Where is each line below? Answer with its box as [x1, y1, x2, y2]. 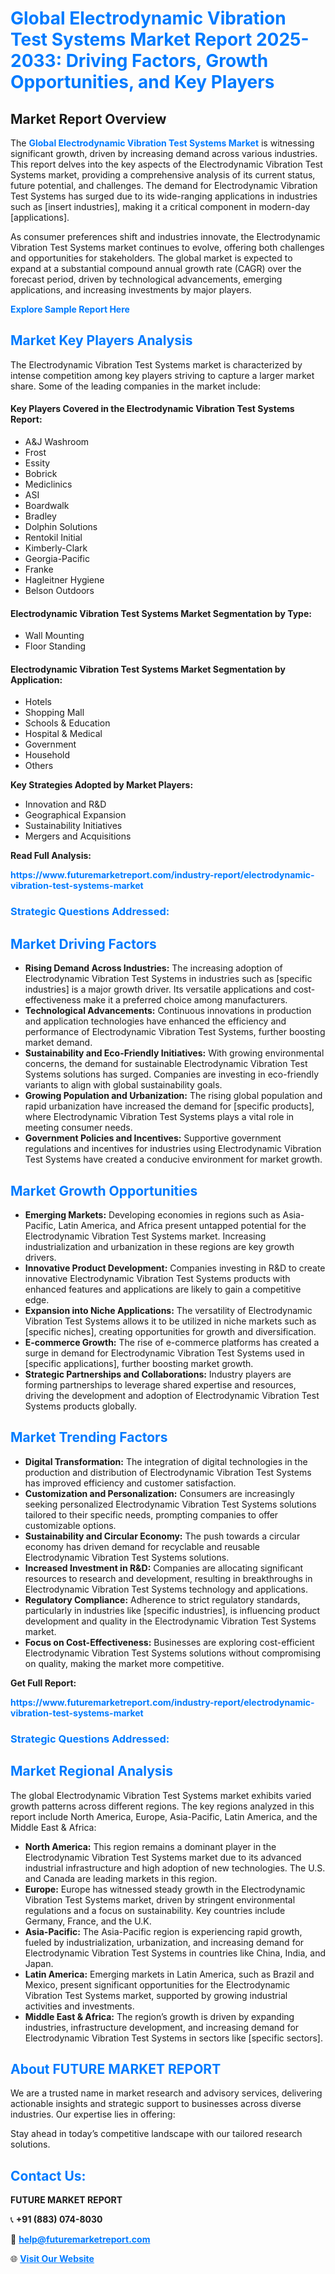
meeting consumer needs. [24, 1122, 133, 1134]
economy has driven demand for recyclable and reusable [24, 1540, 261, 1552]
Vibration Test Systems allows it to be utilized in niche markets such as [24, 1315, 317, 1327]
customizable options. [24, 1519, 117, 1531]
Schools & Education [24, 717, 111, 729]
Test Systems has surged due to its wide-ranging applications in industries [10, 190, 318, 202]
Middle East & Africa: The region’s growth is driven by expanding [24, 2010, 295, 2022]
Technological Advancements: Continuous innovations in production [24, 1005, 312, 1017]
